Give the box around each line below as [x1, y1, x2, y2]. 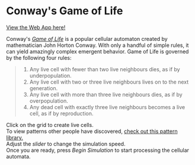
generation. [29, 84, 58, 91]
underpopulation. [29, 72, 72, 79]
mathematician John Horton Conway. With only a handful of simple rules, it [6, 42, 189, 49]
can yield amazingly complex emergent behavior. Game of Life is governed [6, 47, 189, 55]
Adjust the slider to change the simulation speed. [6, 140, 126, 147]
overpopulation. [29, 97, 68, 104]
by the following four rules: [6, 54, 72, 61]
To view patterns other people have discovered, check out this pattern [6, 128, 178, 135]
